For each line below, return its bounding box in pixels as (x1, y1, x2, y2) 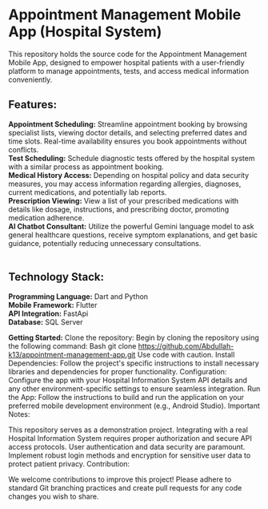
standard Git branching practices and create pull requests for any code (8, 483, 242, 492)
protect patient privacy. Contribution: (8, 459, 130, 468)
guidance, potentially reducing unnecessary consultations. (8, 238, 202, 248)
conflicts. (8, 144, 39, 154)
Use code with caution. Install (137, 349, 235, 359)
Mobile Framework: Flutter (8, 300, 98, 309)
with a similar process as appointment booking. (8, 162, 164, 172)
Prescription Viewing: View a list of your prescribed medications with (8, 196, 239, 205)
